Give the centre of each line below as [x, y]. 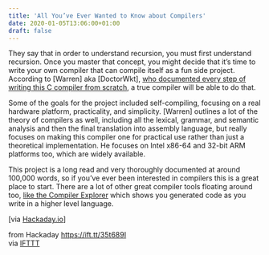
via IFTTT [24, 243]
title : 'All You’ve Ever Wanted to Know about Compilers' [107, 16]
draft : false [30, 30]
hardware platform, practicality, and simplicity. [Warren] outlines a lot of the [133, 111]
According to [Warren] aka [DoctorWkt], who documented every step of [127, 79]
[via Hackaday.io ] [37, 219]
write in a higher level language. [61, 204]
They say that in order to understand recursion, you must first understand [130, 54]
